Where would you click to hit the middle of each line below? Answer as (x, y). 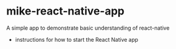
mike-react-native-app (65, 11)
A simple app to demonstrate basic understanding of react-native (88, 28)
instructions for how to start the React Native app (76, 39)
